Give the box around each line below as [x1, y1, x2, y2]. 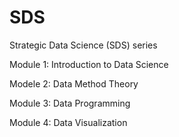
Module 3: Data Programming [9, 97, 131, 109]
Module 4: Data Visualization [9, 116, 128, 128]
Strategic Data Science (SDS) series [9, 39, 158, 51]
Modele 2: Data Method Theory [9, 77, 139, 90]
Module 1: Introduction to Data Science [9, 58, 169, 70]
